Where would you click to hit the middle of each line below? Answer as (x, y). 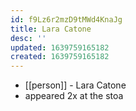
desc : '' (28, 38)
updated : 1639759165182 (60, 47)
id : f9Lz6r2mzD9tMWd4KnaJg (66, 19)
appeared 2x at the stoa (74, 96)
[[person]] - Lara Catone (75, 85)
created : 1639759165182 (60, 57)
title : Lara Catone (51, 29)
